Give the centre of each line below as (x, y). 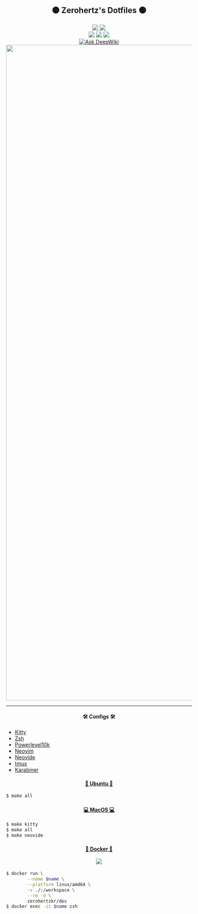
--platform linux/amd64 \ (59, 884)
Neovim (24, 751)
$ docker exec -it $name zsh (42, 907)
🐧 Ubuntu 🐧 (99, 783)
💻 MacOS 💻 (99, 809)
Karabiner (27, 770)
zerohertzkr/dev (47, 901)
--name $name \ (46, 879)
